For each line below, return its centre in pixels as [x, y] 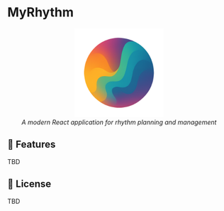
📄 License [29, 184]
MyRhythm [41, 12]
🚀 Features [32, 145]
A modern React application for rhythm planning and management [119, 122]
